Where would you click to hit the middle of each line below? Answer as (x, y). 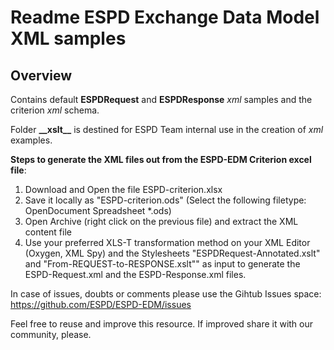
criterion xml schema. (55, 110)
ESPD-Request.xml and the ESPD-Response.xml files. (135, 274)
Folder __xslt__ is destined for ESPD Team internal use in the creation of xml (167, 129)
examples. (31, 140)
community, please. (51, 334)
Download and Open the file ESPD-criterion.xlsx (123, 189)
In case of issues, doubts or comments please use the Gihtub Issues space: (166, 294)
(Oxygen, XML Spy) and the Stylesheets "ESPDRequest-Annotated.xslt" (172, 253)
